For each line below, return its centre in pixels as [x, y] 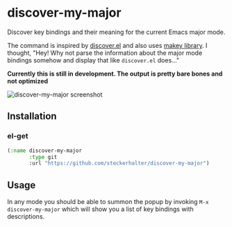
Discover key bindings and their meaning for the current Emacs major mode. [116, 32]
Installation [32, 116]
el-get [18, 136]
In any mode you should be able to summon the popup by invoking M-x [108, 202]
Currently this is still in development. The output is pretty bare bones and [115, 74]
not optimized [28, 81]
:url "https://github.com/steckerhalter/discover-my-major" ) [119, 163]
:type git [43, 157]
